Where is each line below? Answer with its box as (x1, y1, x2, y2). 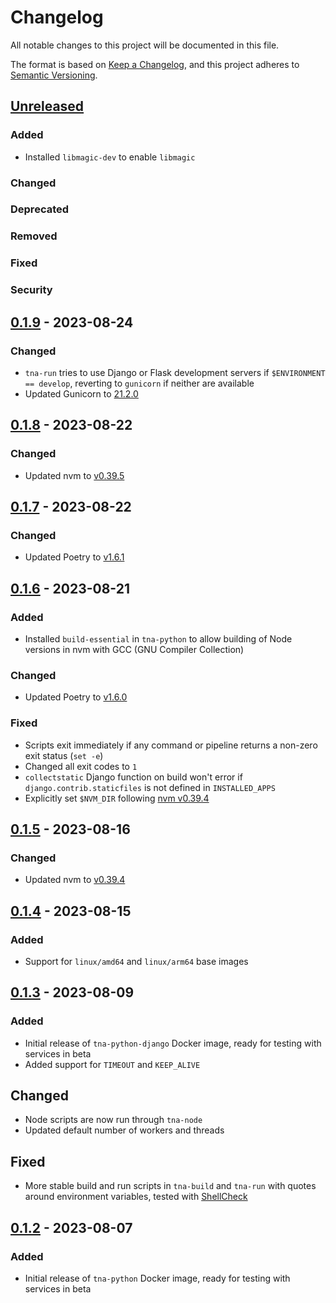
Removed (10, 229, 58, 243)
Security (10, 283, 53, 297)
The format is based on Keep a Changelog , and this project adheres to (10, 58, 300, 70)
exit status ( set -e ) (24, 749, 104, 761)
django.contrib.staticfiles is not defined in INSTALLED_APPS (24, 781, 276, 793)
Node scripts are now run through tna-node (24, 1114, 203, 1126)
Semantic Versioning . (10, 69, 98, 81)
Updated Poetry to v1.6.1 (24, 551, 125, 563)
